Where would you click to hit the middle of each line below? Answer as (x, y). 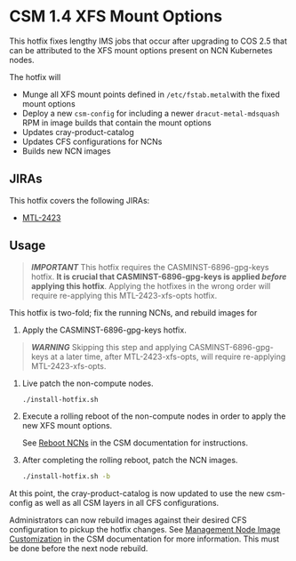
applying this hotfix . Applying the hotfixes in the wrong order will (151, 285)
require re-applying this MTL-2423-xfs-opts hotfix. (124, 295)
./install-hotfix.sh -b (66, 477)
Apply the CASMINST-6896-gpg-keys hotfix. (104, 330)
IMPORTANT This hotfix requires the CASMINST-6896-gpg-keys (150, 267)
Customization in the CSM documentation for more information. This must (144, 539)
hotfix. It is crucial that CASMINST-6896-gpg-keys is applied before (159, 276)
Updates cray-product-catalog (78, 132)
